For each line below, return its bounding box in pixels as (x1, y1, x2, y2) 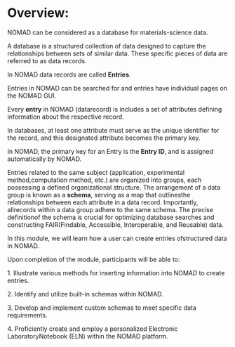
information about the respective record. (7, 112, 124, 121)
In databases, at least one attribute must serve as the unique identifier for (7, 126, 220, 134)
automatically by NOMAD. (7, 155, 82, 163)
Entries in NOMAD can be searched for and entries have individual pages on (7, 84, 228, 92)
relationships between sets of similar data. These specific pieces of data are (7, 49, 228, 58)
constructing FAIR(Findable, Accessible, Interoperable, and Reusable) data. (7, 220, 224, 229)
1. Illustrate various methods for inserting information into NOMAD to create (7, 268, 225, 277)
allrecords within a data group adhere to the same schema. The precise (7, 205, 214, 214)
